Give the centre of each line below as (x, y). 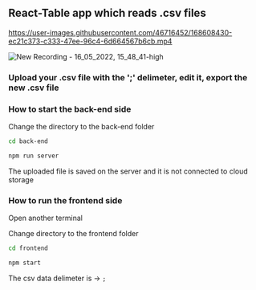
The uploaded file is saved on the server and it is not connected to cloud (128, 171)
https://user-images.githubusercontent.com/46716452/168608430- (120, 32)
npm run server (34, 156)
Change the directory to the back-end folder (81, 127)
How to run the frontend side (65, 200)
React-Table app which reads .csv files (107, 13)
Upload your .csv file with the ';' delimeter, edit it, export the (128, 77)
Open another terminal (45, 218)
